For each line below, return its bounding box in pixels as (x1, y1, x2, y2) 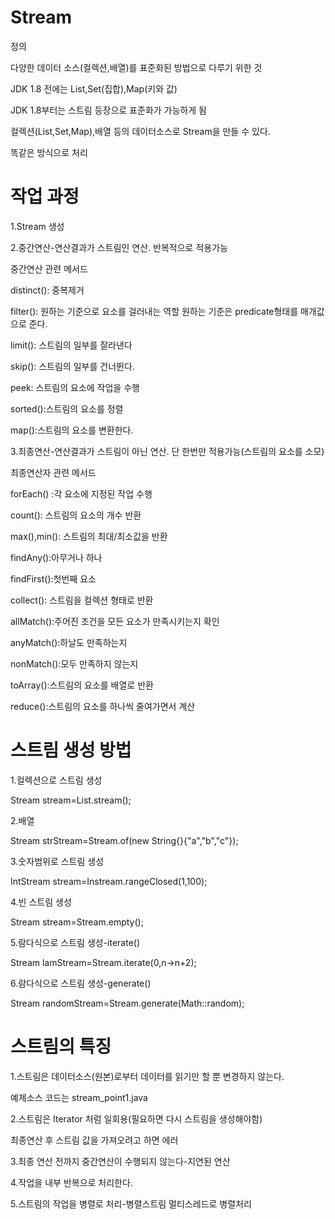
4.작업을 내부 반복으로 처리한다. (10, 1176, 133, 1188)
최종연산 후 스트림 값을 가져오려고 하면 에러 (10, 1134, 179, 1146)
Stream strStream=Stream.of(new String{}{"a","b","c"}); (10, 834, 239, 846)
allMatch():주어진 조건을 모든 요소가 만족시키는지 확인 (10, 615, 220, 627)
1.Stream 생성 (10, 220, 65, 232)
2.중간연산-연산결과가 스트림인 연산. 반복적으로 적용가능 (10, 241, 228, 253)
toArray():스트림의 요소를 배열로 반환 (10, 679, 154, 691)
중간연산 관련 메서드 (10, 262, 88, 275)
